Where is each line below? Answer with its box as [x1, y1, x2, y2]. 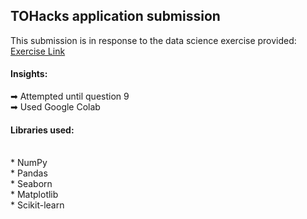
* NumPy [10, 157, 48, 169]
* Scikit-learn [10, 199, 65, 211]
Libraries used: [10, 124, 75, 136]
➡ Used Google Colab [10, 101, 101, 113]
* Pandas [10, 167, 48, 179]
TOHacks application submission [10, 8, 221, 25]
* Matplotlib [10, 189, 59, 201]
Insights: [10, 68, 48, 80]
